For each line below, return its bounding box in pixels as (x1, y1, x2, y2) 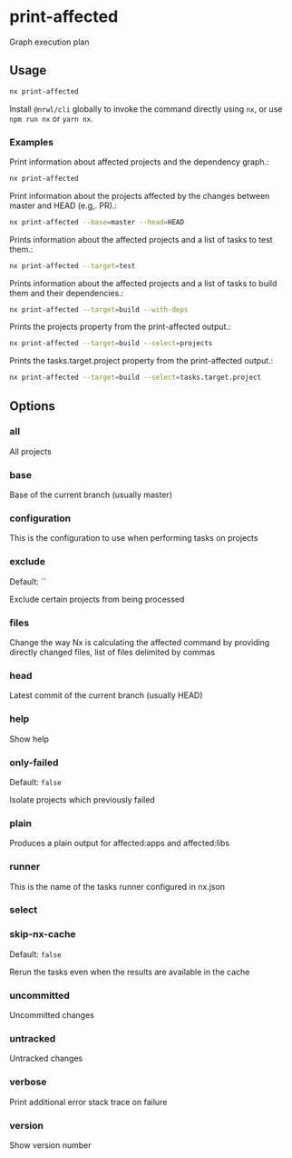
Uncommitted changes (9, 1010, 95, 1021)
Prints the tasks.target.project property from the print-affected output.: (9, 355, 274, 366)
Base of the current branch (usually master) (9, 489, 172, 501)
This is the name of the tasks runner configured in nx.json (9, 881, 225, 892)
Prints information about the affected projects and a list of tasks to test (9, 234, 274, 245)
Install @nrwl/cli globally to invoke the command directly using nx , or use (9, 103, 283, 115)
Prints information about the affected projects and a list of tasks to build (9, 277, 277, 288)
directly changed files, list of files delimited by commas (9, 647, 216, 658)
